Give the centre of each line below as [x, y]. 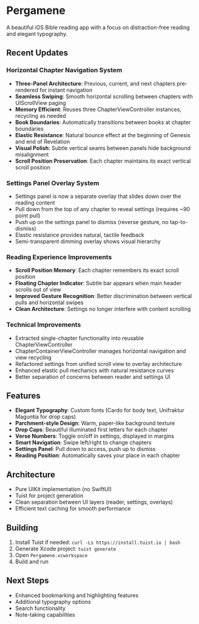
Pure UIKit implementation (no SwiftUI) [63, 489]
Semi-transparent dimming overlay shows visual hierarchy [88, 241]
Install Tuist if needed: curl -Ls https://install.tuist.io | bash [98, 542]
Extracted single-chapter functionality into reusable [79, 338]
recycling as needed [40, 115]
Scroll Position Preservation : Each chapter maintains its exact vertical [103, 161]
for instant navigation [66, 90]
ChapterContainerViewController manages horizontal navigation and [100, 351]
